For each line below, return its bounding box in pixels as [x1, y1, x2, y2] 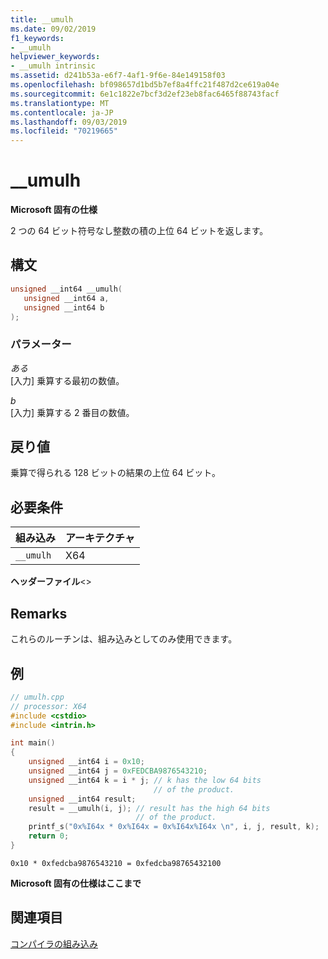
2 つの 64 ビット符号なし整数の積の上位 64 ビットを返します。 [10, 225, 269, 237]
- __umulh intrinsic [10, 61, 97, 71]
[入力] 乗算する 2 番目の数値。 [10, 406, 135, 418]
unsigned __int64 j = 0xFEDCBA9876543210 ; [28, 766, 208, 776]
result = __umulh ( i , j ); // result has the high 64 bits [28, 803, 271, 813]
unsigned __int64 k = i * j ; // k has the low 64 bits [28, 775, 262, 785]
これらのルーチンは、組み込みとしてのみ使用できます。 [10, 633, 238, 645]
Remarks [10, 605, 68, 622]
